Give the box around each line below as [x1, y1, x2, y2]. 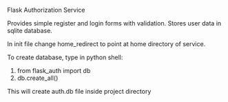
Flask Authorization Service [7, 6, 85, 14]
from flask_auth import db [17, 67, 91, 74]
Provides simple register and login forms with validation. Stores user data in [7, 19, 222, 27]
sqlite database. [7, 27, 53, 34]
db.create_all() [17, 74, 59, 82]
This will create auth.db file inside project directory [7, 88, 152, 95]
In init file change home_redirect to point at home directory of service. [7, 40, 206, 48]
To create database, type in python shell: [7, 53, 123, 61]
